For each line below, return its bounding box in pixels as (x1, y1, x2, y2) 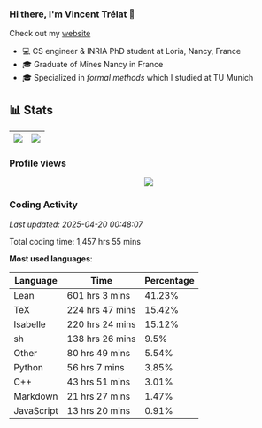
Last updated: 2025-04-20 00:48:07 (9, 219, 143, 230)
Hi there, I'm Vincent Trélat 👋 (9, 8, 135, 20)
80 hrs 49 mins (66, 346, 131, 359)
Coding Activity (9, 198, 78, 211)
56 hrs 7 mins (66, 361, 126, 373)
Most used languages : (9, 253, 93, 264)
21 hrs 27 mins (66, 390, 131, 402)
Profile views (9, 157, 66, 169)
